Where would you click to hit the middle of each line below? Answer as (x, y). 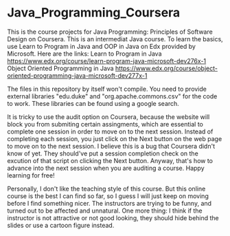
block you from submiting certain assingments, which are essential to (105, 124)
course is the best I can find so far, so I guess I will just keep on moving (108, 196)
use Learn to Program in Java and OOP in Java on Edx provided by (101, 46)
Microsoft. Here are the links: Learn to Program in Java (85, 54)
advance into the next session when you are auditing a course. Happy (106, 168)
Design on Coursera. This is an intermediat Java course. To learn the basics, (115, 39)
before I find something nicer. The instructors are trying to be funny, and (109, 203)
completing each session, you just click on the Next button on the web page (115, 138)
